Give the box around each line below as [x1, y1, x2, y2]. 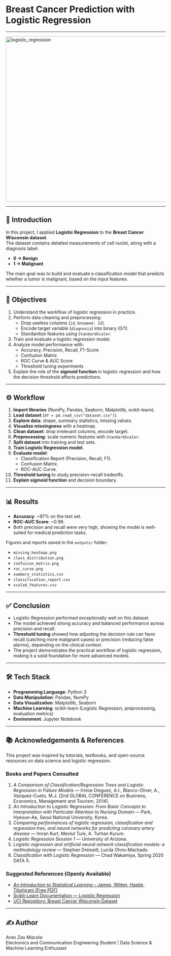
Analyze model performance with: [13, 341, 84, 347]
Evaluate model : [13, 450, 48, 456]
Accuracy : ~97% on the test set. [13, 513, 82, 520]
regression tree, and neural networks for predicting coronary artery [13, 825, 155, 831]
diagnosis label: [6, 245, 39, 251]
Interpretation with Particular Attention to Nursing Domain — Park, [13, 808, 152, 815]
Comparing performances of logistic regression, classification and [13, 820, 153, 826]
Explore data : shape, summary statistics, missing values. [13, 417, 132, 424]
